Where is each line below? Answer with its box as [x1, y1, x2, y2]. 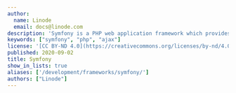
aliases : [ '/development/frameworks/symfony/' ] [7, 69, 150, 76]
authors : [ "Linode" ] [7, 75, 68, 83]
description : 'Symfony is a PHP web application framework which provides [7, 29, 231, 37]
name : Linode [13, 17, 52, 24]
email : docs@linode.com [13, 23, 83, 30]
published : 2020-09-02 [7, 50, 74, 57]
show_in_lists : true [7, 62, 68, 69]
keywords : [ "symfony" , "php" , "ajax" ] [7, 36, 121, 43]
